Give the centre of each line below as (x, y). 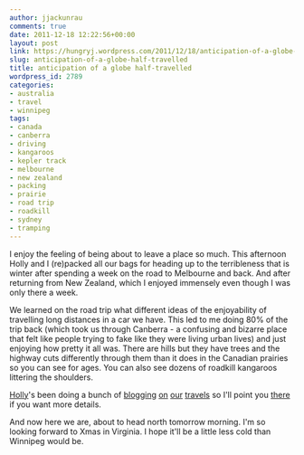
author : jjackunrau (46, 18)
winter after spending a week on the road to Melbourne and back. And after (150, 273)
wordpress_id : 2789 (46, 77)
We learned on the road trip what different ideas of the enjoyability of (138, 309)
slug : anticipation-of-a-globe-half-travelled (99, 60)
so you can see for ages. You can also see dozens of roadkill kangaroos (143, 367)
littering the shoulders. (51, 377)
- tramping (30, 228)
